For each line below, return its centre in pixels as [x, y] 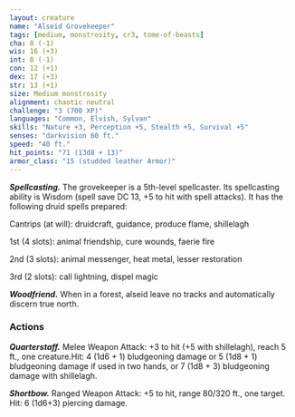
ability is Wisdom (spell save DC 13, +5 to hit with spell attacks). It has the [146, 197]
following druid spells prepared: [69, 206]
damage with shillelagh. [53, 375]
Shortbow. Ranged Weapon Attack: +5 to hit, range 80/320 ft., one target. [147, 393]
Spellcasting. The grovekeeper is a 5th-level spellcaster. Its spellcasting [144, 187]
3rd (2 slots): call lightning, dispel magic [84, 276]
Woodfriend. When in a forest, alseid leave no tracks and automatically [143, 294]
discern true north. [44, 304]
